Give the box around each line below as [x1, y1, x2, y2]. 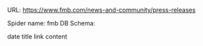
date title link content [7, 32, 67, 41]
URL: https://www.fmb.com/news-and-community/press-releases [7, 6, 196, 14]
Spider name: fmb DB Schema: [7, 19, 96, 27]
